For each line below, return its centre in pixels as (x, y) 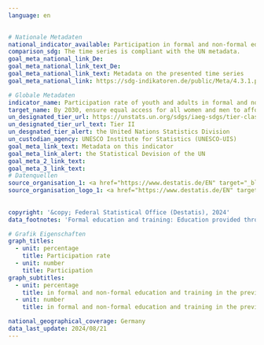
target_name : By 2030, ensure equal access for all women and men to (125, 110)
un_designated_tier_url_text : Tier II (71, 124)
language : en (29, 15)
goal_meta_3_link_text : (47, 169)
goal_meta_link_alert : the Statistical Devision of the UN (107, 154)
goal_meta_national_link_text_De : (65, 67)
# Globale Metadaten (42, 95)
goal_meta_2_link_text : (47, 161)
